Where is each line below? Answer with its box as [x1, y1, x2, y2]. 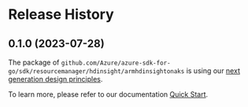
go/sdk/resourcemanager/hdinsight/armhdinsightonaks [8, 68, 185, 76]
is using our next [186, 66, 240, 76]
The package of [8, 57, 60, 67]
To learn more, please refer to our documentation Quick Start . [8, 90, 209, 99]
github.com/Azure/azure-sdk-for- [61, 59, 171, 67]
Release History [8, 6, 114, 24]
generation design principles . [8, 75, 103, 83]
